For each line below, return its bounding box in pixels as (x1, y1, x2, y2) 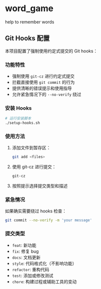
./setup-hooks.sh (5, 121, 40, 126)
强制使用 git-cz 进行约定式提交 (12, 73, 75, 79)
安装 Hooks (5, 105, 32, 112)
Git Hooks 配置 (5, 34, 50, 43)
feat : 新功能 (12, 242, 36, 248)
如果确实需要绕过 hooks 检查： (5, 208, 67, 214)
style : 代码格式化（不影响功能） (12, 260, 77, 266)
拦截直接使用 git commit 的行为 (12, 80, 75, 85)
